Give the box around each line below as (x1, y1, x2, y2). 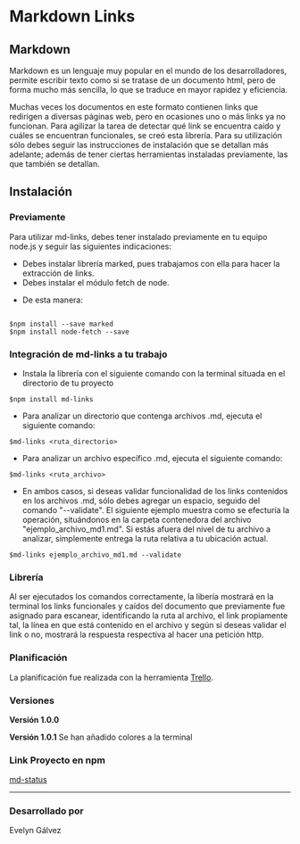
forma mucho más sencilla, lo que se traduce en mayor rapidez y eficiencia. (9, 85, 288, 95)
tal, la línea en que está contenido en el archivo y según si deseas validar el (9, 620, 287, 631)
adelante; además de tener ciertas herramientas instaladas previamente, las (9, 149, 288, 160)
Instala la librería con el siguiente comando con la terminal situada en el (21, 368, 286, 378)
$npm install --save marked (9, 319, 114, 328)
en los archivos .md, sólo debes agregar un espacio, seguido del (21, 495, 261, 506)
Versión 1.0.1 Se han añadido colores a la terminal (9, 732, 193, 742)
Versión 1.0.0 (9, 714, 60, 724)
